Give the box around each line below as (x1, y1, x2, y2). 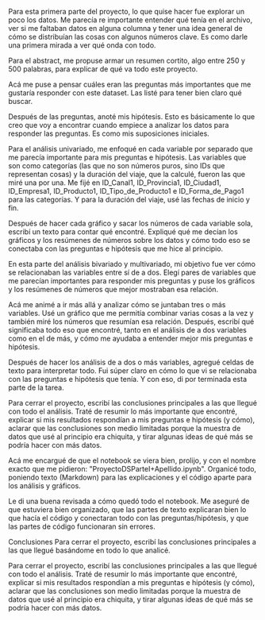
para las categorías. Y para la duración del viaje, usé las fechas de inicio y (8, 194, 250, 204)
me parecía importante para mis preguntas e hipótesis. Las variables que (8, 152, 247, 162)
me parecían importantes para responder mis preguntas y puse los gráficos (8, 276, 255, 285)
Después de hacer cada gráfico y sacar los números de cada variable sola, (8, 218, 253, 228)
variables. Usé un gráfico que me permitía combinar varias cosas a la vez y (8, 309, 254, 318)
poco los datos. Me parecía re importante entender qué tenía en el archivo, (8, 15, 253, 25)
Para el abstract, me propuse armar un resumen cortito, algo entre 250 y (8, 56, 246, 65)
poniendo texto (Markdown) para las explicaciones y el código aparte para (8, 472, 252, 482)
